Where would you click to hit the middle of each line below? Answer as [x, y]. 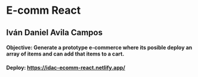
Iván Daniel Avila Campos [55, 33]
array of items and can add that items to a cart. [65, 54]
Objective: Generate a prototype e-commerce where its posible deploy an [99, 48]
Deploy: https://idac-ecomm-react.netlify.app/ [66, 67]
